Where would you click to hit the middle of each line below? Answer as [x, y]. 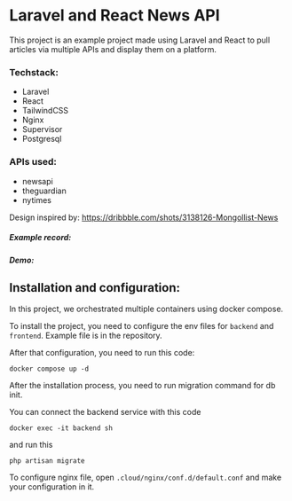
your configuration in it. [52, 487]
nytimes [36, 200]
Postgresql [42, 139]
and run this [31, 445]
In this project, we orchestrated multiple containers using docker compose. [146, 309]
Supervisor [42, 129]
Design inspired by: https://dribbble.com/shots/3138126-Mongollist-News [144, 217]
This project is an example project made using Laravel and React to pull [140, 40]
